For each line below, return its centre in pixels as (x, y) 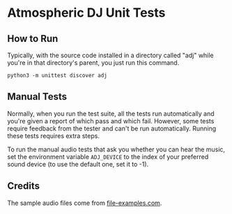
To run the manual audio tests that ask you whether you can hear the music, (116, 149)
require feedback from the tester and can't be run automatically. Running (112, 128)
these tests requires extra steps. (53, 136)
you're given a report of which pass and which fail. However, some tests (111, 121)
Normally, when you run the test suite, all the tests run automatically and (111, 114)
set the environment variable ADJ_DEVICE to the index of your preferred (108, 156)
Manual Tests (37, 97)
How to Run (33, 39)
